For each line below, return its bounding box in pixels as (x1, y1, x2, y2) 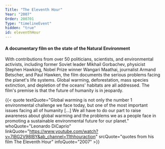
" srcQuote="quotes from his (95, 134, 154, 140)
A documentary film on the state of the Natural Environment (5, 45, 131, 51)
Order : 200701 (5, 16, 34, 21)
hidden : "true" (5, 26, 36, 30)
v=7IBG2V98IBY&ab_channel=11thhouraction (5, 134, 96, 140)
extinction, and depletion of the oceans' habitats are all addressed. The (5, 82, 150, 89)
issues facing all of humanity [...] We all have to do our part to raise (5, 108, 141, 114)
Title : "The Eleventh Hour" (5, 7, 63, 12)
